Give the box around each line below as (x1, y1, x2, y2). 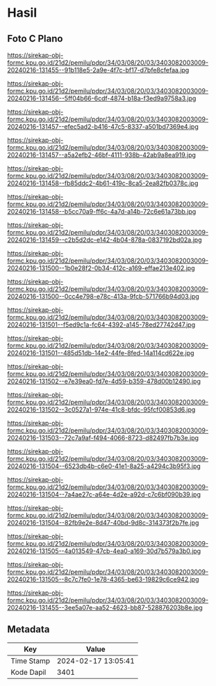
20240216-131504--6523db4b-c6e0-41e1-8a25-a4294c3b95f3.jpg (7, 462, 201, 470)
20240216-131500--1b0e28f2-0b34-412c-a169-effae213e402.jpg (7, 264, 196, 272)
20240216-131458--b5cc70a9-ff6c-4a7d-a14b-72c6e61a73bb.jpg (7, 208, 197, 215)
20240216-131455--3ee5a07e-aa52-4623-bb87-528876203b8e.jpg (7, 604, 203, 611)
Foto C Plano (7, 33, 63, 45)
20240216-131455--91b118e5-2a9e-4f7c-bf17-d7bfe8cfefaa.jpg (7, 66, 190, 74)
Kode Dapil (10, 667, 47, 677)
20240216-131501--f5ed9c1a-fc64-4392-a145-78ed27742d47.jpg (7, 320, 196, 329)
